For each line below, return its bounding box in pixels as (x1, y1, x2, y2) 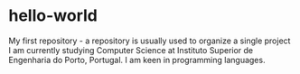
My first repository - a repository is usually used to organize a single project (8, 35, 291, 46)
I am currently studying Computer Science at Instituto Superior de (8, 44, 254, 55)
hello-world (8, 5, 98, 26)
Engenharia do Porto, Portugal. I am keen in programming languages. (8, 54, 266, 65)
